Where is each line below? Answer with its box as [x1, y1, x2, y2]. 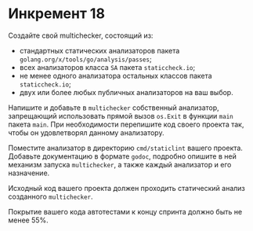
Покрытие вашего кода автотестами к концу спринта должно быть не [8, 207, 243, 216]
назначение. [8, 168, 50, 178]
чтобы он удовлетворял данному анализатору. [8, 127, 164, 137]
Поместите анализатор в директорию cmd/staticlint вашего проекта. [8, 143, 243, 152]
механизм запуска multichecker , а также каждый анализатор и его [8, 159, 232, 169]
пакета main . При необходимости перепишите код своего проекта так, [8, 119, 244, 129]
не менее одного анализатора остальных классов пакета [19, 71, 213, 80]
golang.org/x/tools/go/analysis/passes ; [19, 54, 152, 64]
